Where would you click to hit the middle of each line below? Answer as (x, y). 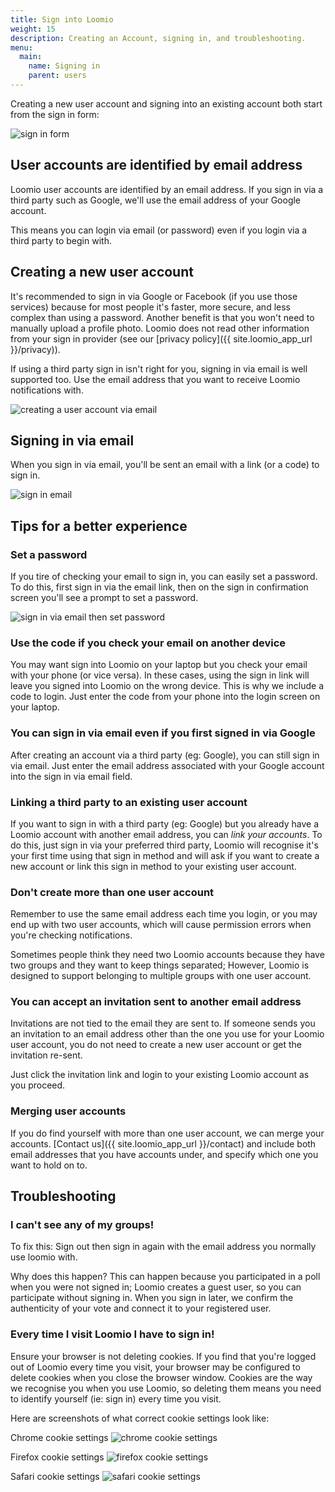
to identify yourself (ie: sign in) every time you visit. (116, 1398)
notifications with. (47, 390)
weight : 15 (33, 29)
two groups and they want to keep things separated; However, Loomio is (160, 965)
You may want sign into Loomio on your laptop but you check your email (159, 665)
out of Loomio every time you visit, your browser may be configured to (155, 1367)
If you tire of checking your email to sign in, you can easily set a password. (164, 576)
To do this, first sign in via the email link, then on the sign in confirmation (159, 587)
